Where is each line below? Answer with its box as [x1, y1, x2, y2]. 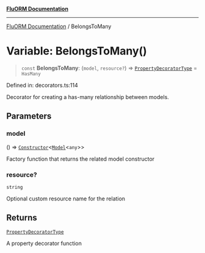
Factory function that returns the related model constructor [6, 155, 155, 163]
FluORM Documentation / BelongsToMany [6, 23, 112, 30]
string [6, 184, 23, 190]
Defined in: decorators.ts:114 [6, 81, 78, 89]
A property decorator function [6, 240, 82, 247]
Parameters [6, 111, 52, 122]
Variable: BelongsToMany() [6, 44, 148, 58]
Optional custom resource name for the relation [6, 195, 126, 202]
